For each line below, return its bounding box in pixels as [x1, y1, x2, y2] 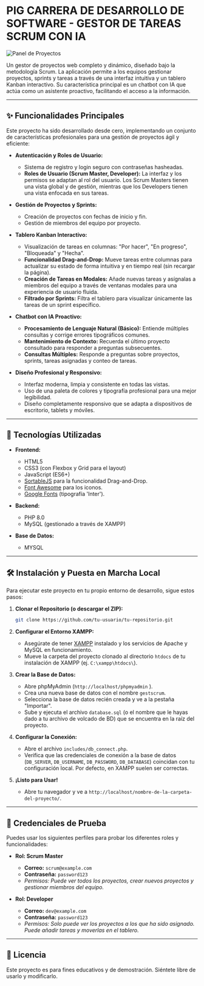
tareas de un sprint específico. [24, 301, 101, 308]
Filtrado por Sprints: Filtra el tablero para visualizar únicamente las [24, 295, 192, 302]
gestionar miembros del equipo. [24, 884, 104, 891]
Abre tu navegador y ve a [24, 788, 88, 795]
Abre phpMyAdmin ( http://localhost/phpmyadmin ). [24, 683, 153, 690]
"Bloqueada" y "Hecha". [24, 249, 85, 256]
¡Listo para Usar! [15, 777, 58, 784]
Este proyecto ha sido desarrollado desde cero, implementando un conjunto [6, 127, 196, 134]
